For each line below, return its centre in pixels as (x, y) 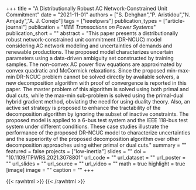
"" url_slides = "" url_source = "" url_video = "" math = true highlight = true (96, 164)
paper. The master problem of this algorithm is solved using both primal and (97, 89)
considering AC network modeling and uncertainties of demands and (89, 46)
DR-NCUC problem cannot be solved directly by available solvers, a (98, 77)
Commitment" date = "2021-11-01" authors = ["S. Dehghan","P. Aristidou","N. (98, 15)
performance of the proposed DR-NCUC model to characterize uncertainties (98, 133)
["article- (174, 21)
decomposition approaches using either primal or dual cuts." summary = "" (97, 145)
